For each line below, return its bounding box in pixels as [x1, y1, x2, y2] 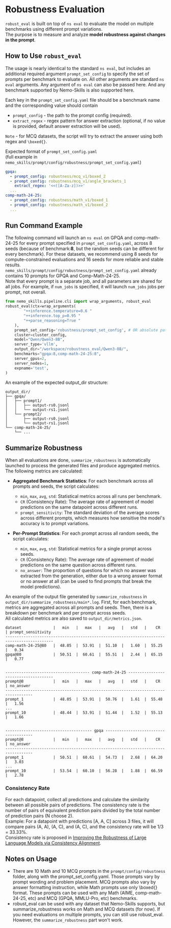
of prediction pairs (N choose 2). [5, 812, 74, 819]
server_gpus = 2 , [14, 356, 47, 361]
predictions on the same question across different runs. [20, 562, 137, 568]
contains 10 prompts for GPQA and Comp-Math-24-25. [5, 273, 121, 279]
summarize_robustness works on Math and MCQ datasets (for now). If [12, 906, 160, 912]
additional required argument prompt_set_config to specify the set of [5, 71, 149, 77]
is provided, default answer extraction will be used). [12, 123, 122, 129]
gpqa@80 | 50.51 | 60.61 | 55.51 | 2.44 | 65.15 [5, 652, 163, 658]
